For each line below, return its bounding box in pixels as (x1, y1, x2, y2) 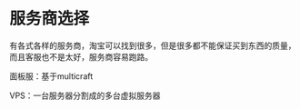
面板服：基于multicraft (9, 70, 94, 82)
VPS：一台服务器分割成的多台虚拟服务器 (9, 90, 161, 101)
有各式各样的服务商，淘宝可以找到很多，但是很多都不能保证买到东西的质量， (9, 40, 296, 51)
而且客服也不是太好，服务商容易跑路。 (9, 51, 153, 62)
